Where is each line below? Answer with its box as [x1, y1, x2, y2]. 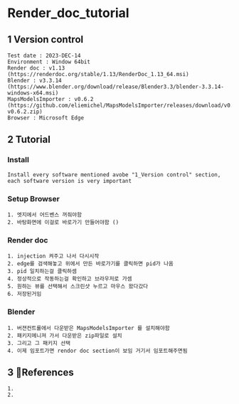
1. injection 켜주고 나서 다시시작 [7, 253, 100, 260]
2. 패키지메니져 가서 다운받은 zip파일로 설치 [7, 332, 122, 339]
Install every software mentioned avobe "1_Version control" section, [7, 171, 221, 179]
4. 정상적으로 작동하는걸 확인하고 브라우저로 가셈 [7, 275, 132, 282]
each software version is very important [7, 177, 132, 184]
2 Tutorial [7, 134, 51, 146]
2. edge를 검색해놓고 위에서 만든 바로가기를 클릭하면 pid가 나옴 [7, 260, 174, 267]
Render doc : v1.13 [7, 65, 65, 72]
